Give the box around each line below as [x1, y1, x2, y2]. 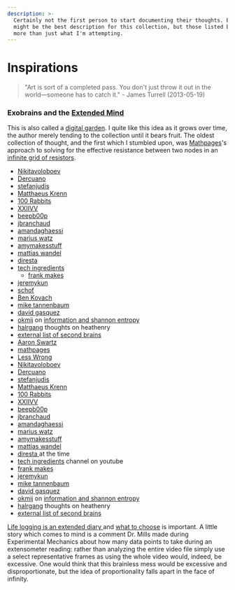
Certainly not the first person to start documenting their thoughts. [13, 17, 224, 24]
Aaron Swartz [17, 338, 57, 346]
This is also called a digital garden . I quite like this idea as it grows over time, [7, 124, 227, 132]
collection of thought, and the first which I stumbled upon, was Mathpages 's [7, 139, 227, 147]
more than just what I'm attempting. [13, 29, 124, 37]
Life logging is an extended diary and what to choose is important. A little [7, 523, 218, 531]
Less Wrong [17, 353, 52, 361]
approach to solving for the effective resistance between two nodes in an [7, 146, 218, 155]
